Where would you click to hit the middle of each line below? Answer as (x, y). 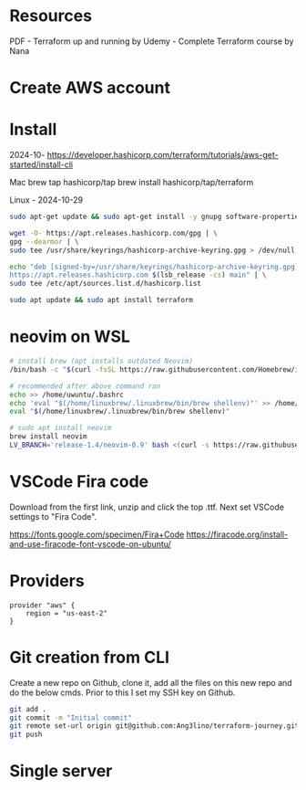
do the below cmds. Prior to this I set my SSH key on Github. (122, 692)
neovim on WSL (70, 337)
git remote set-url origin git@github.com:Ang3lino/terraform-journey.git (154, 726)
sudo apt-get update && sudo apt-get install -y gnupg (116, 217)
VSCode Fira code (79, 482)
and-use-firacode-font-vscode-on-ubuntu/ (90, 543)
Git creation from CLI (90, 657)
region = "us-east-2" (66, 613)
